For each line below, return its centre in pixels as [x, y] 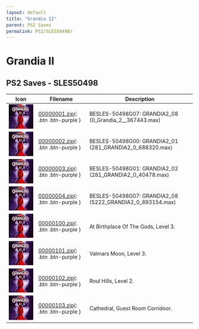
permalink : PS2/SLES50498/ [39, 31]
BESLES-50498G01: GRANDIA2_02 [134, 169]
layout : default [26, 12]
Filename [61, 99]
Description [140, 99]
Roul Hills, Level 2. [112, 281]
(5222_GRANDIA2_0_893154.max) [133, 202]
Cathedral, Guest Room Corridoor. [131, 308]
